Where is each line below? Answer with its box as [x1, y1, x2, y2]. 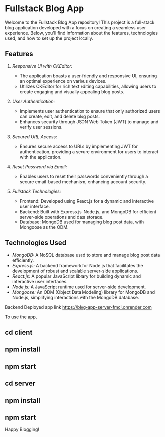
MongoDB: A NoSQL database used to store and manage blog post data [12, 252, 160, 258]
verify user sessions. [19, 124, 63, 130]
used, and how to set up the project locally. [5, 35, 93, 41]
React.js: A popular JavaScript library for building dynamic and [12, 273, 141, 279]
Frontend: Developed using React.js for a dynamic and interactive [19, 198, 154, 204]
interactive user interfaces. [12, 278, 68, 284]
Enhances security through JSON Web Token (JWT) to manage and [19, 118, 159, 125]
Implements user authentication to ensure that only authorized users [19, 108, 160, 114]
